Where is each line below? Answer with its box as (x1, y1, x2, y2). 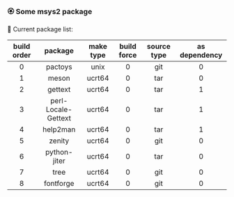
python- (45, 148, 73, 157)
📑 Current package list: (7, 25, 73, 33)
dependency (180, 50, 223, 60)
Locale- (45, 104, 73, 114)
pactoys (45, 62, 72, 72)
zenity (49, 136, 70, 145)
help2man (42, 125, 76, 134)
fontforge (44, 179, 75, 189)
